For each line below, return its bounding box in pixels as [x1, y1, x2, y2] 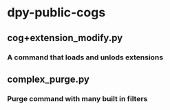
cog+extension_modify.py [7, 32, 123, 44]
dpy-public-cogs [7, 5, 106, 20]
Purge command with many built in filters [7, 94, 148, 103]
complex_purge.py [7, 73, 89, 85]
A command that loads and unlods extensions [7, 53, 164, 62]
